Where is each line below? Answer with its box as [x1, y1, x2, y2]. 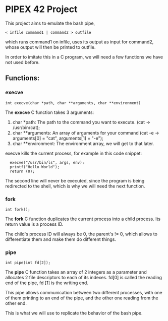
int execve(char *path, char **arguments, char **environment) [5, 100, 141, 105]
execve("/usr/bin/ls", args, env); [10, 160, 85, 165]
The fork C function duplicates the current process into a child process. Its [5, 216, 160, 222]
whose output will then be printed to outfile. [5, 44, 96, 50]
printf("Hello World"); [10, 164, 60, 169]
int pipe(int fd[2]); [5, 261, 51, 266]
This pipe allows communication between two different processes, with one [5, 290, 162, 296]
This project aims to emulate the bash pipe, [5, 20, 95, 26]
